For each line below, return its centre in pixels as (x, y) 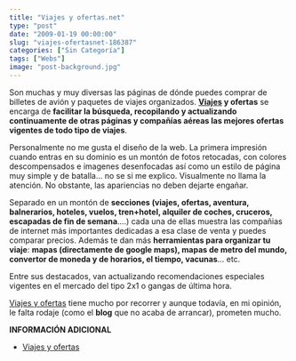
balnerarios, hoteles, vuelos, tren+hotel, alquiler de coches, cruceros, (141, 212)
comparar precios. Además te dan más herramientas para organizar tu (140, 240)
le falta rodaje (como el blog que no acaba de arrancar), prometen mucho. (145, 312)
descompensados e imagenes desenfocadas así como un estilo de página (145, 166)
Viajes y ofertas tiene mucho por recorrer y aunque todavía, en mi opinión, (145, 302)
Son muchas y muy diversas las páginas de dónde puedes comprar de (138, 92)
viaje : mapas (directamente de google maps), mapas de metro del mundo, (148, 249)
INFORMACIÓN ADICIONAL (60, 329)
